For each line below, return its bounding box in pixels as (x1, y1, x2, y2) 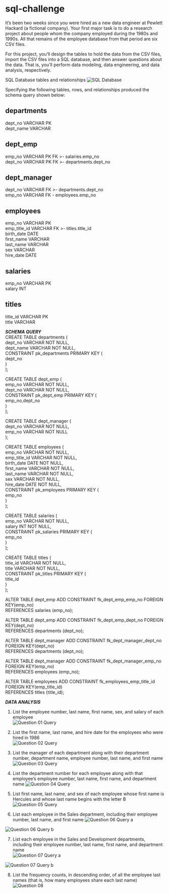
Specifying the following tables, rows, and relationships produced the (5, 86, 150, 92)
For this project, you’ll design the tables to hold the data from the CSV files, (5, 51, 161, 57)
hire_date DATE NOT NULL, (5, 481, 62, 487)
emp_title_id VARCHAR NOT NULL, (5, 455, 77, 461)
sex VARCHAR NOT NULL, (5, 476, 60, 482)
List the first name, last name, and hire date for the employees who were (12, 729, 163, 735)
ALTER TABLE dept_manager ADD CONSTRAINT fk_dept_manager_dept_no (5, 637, 162, 643)
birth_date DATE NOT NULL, (5, 460, 64, 466)
